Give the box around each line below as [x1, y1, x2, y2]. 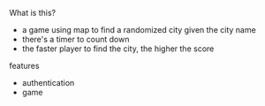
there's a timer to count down [21, 34, 130, 44]
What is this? [9, 8, 56, 18]
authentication [21, 78, 75, 87]
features [9, 61, 40, 71]
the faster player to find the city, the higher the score [21, 43, 215, 54]
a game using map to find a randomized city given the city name [21, 25, 256, 34]
